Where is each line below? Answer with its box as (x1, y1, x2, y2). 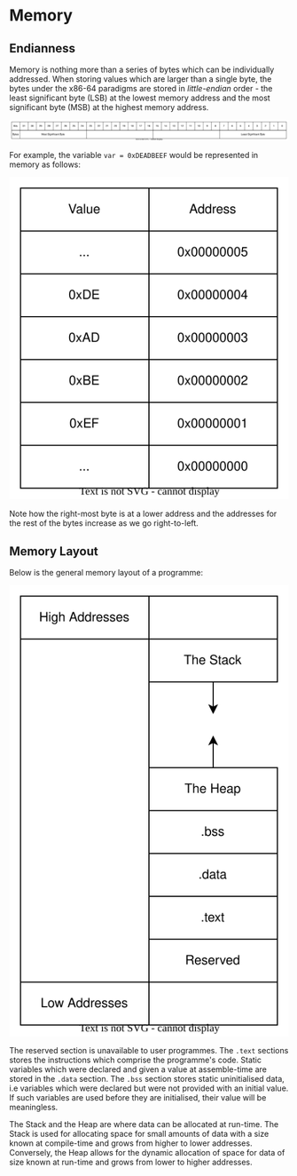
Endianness (9, 41, 76, 56)
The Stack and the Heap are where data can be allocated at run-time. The (9, 1118, 279, 1129)
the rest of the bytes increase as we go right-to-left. (9, 518, 199, 528)
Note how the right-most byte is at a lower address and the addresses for (9, 508, 277, 520)
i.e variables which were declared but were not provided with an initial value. (9, 1083, 289, 1093)
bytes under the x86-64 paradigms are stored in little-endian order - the (9, 83, 273, 93)
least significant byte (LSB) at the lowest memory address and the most (9, 92, 270, 103)
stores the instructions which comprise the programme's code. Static (9, 1054, 262, 1065)
